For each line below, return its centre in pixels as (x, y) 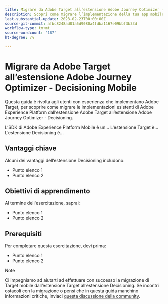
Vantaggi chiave (31, 149)
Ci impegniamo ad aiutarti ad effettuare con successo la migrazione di (77, 280)
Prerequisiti (24, 234)
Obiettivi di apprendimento (48, 191)
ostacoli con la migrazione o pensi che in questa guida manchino (72, 291)
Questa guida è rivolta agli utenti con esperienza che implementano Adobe (82, 102)
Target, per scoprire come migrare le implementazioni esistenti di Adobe (79, 107)
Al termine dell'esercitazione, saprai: (43, 203)
